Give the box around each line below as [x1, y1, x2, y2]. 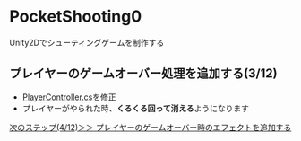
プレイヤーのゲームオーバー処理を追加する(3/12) [9, 66, 278, 82]
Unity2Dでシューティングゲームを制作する [9, 37, 165, 48]
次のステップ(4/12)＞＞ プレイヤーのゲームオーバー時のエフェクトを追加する [9, 121, 292, 132]
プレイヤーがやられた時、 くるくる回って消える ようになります [21, 102, 249, 113]
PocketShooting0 [9, 6, 142, 27]
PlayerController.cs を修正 [21, 92, 116, 102]
